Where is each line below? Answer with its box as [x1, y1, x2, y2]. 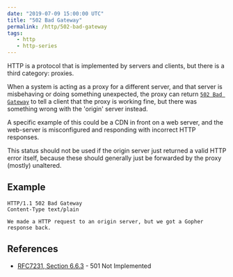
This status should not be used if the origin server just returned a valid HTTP [7, 147, 227, 155]
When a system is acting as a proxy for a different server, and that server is [7, 83, 223, 90]
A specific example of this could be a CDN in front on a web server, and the [7, 118, 224, 126]
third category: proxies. [7, 69, 74, 77]
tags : [7, 29, 23, 37]
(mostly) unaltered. [7, 161, 62, 169]
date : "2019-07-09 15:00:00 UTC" [7, 10, 104, 17]
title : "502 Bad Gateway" [7, 17, 82, 24]
